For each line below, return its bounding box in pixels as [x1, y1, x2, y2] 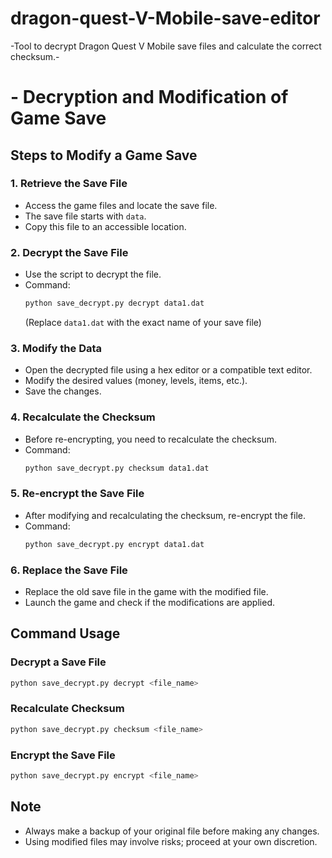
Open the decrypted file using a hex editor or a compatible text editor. [24, 364, 313, 376]
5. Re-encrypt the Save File [10, 487, 145, 501]
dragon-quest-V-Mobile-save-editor [10, 7, 321, 30]
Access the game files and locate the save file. [24, 199, 218, 211]
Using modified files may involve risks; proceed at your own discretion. [24, 835, 318, 847]
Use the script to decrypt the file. [24, 268, 162, 281]
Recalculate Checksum [10, 702, 125, 716]
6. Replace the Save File [10, 563, 128, 577]
